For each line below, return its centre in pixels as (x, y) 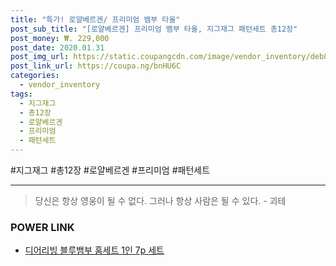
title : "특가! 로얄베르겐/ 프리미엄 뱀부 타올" (95, 19)
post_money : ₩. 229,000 (60, 38)
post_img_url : (40, 57)
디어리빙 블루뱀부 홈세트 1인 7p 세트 (94, 250)
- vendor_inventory (60, 85)
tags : (21, 94)
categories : (35, 76)
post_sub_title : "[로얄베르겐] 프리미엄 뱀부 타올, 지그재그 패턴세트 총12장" (154, 29)
